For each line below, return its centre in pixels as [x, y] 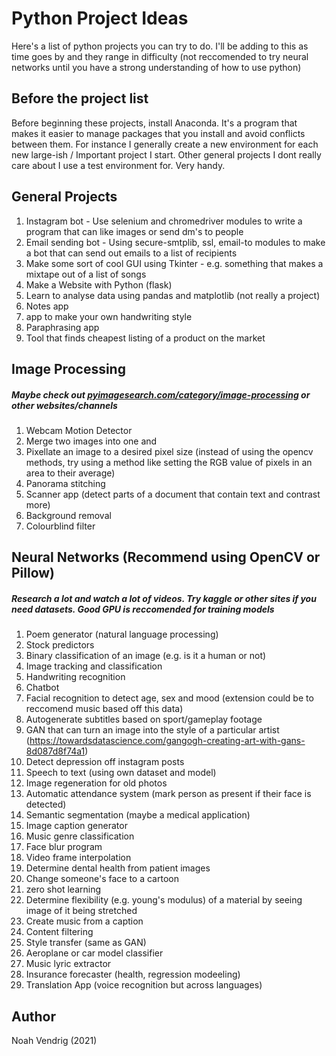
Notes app [47, 306]
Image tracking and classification [94, 666]
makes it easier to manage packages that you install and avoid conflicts [158, 133]
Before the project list [80, 98]
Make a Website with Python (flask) [99, 284]
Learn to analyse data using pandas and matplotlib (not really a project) [173, 295]
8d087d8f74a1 [55, 751]
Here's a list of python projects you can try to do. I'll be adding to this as [160, 46]
